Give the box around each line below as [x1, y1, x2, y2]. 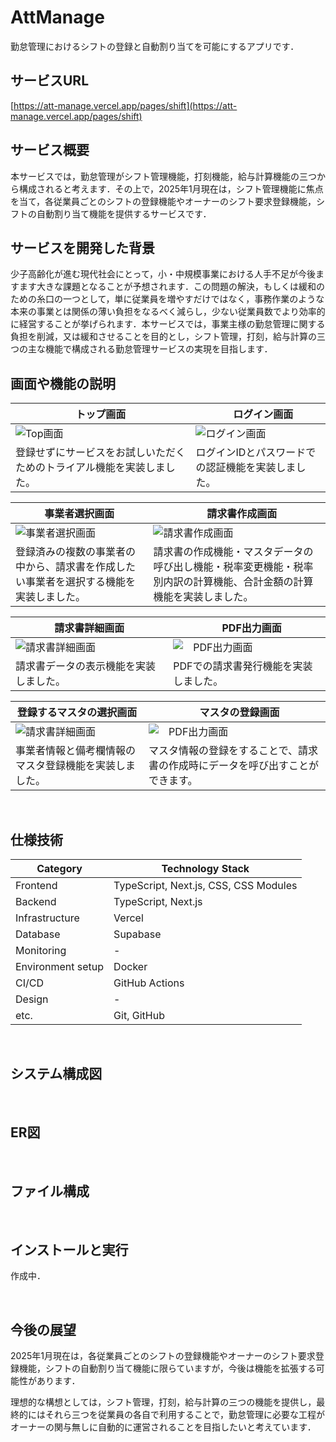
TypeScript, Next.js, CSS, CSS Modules [113, 879, 298, 892]
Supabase [113, 927, 162, 941]
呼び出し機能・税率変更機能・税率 [153, 560, 314, 574]
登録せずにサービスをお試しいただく [15, 446, 187, 460]
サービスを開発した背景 [10, 239, 155, 256]
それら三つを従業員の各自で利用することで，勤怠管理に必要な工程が [44, 1409, 326, 1421]
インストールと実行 [10, 1241, 129, 1258]
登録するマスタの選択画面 [16, 706, 138, 720]
